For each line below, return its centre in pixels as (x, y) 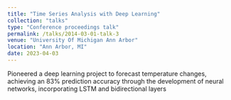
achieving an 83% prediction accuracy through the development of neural (116, 81)
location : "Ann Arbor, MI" (47, 47)
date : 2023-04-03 (33, 54)
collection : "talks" (38, 21)
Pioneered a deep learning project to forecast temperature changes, (107, 73)
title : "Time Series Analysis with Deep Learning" (84, 14)
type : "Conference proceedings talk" (63, 27)
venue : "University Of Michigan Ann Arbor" (73, 40)
